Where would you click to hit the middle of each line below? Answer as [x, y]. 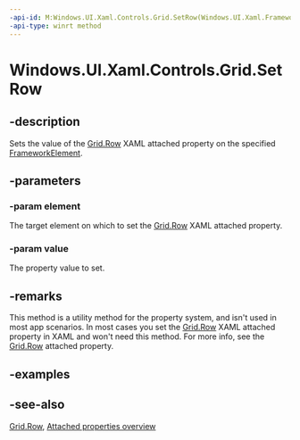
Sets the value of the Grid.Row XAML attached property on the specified [142, 143]
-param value [39, 249]
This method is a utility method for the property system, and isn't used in [143, 318]
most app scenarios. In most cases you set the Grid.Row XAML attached [142, 328]
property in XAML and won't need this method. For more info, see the [137, 336]
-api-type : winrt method [55, 26]
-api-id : [25, 17]
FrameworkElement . [46, 153]
